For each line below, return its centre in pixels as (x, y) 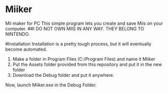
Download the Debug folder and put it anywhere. (64, 75)
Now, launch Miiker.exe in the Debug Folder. (51, 85)
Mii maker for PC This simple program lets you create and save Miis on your (84, 23)
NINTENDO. (18, 34)
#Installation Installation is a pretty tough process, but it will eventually (78, 43)
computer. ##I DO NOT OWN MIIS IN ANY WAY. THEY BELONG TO (75, 28)
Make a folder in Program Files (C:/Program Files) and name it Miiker (84, 59)
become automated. (26, 49)
